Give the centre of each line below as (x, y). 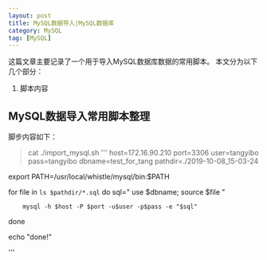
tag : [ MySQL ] (30, 38)
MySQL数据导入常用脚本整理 (79, 116)
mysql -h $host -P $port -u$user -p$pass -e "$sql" (110, 207)
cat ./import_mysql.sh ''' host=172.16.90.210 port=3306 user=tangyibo (143, 153)
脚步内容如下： (33, 137)
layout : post (30, 16)
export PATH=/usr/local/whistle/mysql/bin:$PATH (89, 177)
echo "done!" (30, 237)
